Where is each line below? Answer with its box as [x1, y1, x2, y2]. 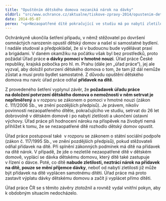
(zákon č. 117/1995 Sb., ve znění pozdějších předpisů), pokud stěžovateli [5, 138, 152, 144]
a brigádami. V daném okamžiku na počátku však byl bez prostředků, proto [5, 51, 158, 57]
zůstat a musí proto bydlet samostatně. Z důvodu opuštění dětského [5, 71, 144, 77]
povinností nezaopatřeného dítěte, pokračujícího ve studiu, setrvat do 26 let [5, 108, 159, 114]
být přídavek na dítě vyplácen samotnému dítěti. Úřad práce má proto [5, 170, 147, 176]
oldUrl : [5, 12, 21, 17]
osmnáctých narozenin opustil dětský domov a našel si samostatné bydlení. [5, 40, 159, 46]
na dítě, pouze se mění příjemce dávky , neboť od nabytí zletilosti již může [5, 165, 157, 171]
